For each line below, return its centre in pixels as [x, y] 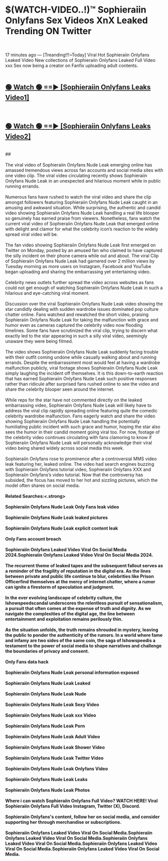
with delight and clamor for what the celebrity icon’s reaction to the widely [82, 229]
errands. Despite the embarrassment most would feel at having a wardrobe [83, 362]
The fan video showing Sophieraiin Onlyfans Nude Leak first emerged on [80, 245]
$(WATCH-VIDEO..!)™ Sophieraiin [76, 10]
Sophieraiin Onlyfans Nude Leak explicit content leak [62, 528]
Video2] [18, 137]
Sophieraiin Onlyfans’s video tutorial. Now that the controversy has [74, 475]
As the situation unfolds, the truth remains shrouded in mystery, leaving [82, 630]
